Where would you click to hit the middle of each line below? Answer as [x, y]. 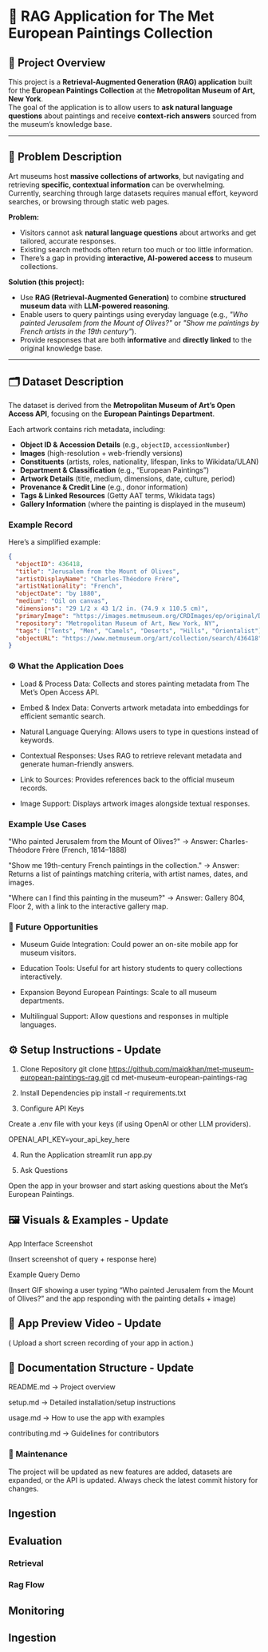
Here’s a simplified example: [55, 541]
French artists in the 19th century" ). [78, 331]
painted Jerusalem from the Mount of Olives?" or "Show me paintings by [139, 323]
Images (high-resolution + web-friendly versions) [101, 453]
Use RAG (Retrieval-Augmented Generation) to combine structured [133, 297]
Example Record [41, 525]
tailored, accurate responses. [68, 241]
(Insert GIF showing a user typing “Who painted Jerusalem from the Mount [131, 1290]
